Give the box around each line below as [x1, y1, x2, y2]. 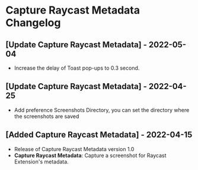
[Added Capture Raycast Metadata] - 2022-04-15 [5, 130, 193, 140]
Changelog [5, 16, 61, 30]
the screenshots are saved [14, 113, 79, 120]
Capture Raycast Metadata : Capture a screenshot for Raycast [14, 152, 167, 159]
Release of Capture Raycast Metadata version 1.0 [14, 145, 135, 152]
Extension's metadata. [14, 158, 69, 165]
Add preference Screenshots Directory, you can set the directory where [14, 106, 190, 113]
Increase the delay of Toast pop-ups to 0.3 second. [14, 64, 140, 71]
